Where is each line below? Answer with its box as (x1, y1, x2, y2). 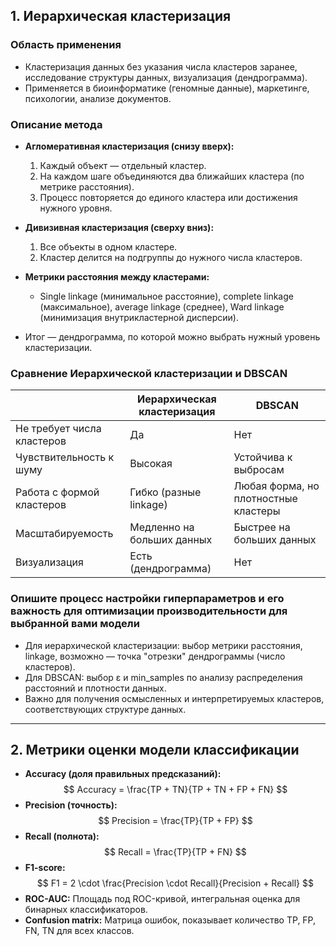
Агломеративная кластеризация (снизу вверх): (24, 140, 235, 152)
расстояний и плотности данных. (24, 682, 167, 694)
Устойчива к (233, 450, 293, 464)
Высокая (129, 457, 173, 471)
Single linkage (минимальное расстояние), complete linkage (39, 290, 294, 302)
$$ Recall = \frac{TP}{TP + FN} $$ (103, 846, 247, 858)
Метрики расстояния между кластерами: (24, 270, 210, 283)
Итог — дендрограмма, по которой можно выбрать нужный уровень (24, 330, 321, 343)
